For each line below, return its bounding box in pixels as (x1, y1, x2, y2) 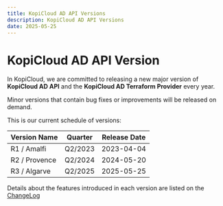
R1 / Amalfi (10, 144, 47, 154)
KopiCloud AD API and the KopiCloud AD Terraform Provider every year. (7, 82, 215, 91)
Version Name (10, 133, 58, 142)
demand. (7, 103, 32, 111)
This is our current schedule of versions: (7, 116, 121, 124)
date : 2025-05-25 (7, 23, 57, 30)
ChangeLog (7, 192, 40, 200)
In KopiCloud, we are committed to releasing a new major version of (7, 75, 199, 83)
